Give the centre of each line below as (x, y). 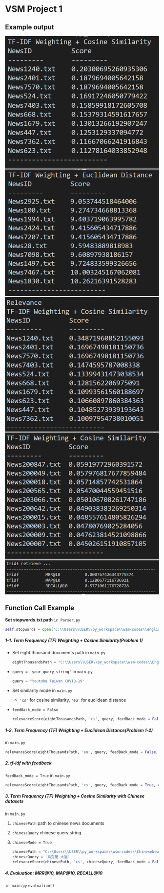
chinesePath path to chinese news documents (58, 823)
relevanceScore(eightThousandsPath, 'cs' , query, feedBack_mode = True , (81, 785)
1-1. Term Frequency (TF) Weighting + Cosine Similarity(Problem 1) (74, 641)
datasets (14, 801)
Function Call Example (40, 608)
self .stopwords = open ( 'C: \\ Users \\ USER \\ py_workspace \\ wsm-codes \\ (76, 629)
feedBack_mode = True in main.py (38, 775)
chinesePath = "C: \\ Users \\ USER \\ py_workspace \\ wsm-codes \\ (74, 852)
